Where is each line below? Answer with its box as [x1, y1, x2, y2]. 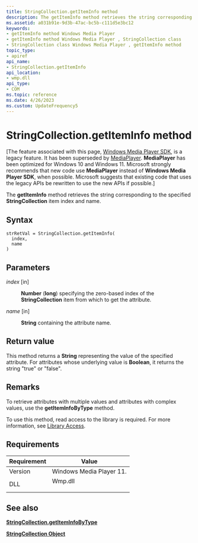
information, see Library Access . [6, 422, 86, 429]
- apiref [6, 53, 28, 59]
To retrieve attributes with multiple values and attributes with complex [6, 398, 177, 405]
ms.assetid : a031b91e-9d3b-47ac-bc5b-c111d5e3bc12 [6, 20, 134, 26]
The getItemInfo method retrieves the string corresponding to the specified [6, 191, 191, 198]
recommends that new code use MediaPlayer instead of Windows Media [6, 167, 186, 174]
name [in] [6, 308, 30, 315]
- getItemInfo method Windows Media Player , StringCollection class [6, 36, 182, 42]
